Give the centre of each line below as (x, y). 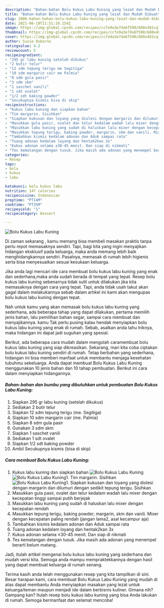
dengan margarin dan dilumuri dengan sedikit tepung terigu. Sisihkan (82, 488)
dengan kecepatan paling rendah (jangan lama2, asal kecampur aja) (80, 519)
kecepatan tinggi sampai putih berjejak (51, 498)
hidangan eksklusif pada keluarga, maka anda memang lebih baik (71, 252)
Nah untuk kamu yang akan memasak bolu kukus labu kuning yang (72, 307)
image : (12, 28)
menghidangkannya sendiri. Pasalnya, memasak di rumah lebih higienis (77, 257)
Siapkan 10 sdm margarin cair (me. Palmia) (55, 418)
